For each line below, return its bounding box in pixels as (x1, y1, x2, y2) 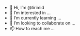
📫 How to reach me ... (9, 26, 55, 31)
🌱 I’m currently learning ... (9, 15, 62, 20)
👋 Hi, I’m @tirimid (9, 5, 45, 10)
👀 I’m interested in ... (9, 10, 51, 16)
